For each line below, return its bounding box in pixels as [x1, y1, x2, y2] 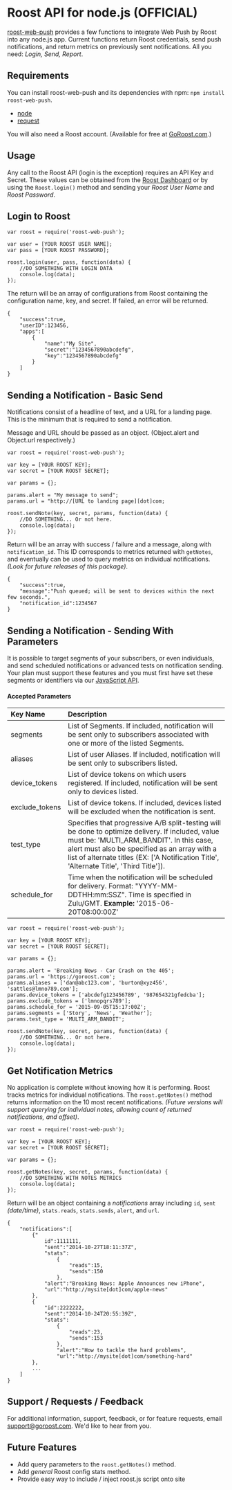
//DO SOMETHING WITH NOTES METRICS [19, 1175, 122, 1182]
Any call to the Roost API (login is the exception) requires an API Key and [7, 168, 214, 177]
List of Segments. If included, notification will [68, 721, 213, 731]
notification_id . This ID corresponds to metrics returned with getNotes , [7, 548, 213, 556]
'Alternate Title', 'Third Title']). [68, 861, 166, 871]
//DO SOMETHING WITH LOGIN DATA [19, 265, 113, 272]
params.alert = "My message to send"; [7, 492, 119, 499]
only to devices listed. [68, 787, 139, 797]
